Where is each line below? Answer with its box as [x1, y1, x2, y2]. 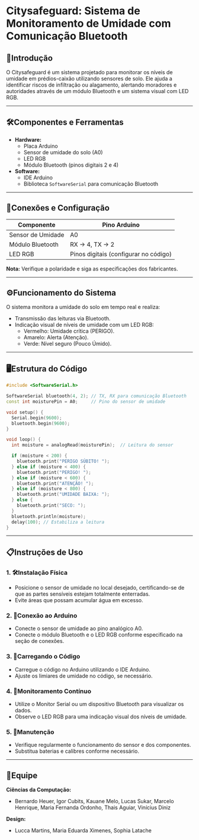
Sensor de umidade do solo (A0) [23, 148, 103, 155]
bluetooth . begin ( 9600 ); [11, 420, 70, 427]
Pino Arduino [102, 221, 140, 229]
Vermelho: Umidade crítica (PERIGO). [23, 327, 115, 335]
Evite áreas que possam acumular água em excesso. [14, 597, 143, 604]
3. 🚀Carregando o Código [6, 653, 81, 661]
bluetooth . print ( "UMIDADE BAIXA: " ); [17, 491, 110, 498]
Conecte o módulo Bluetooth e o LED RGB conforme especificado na [14, 631, 183, 638]
